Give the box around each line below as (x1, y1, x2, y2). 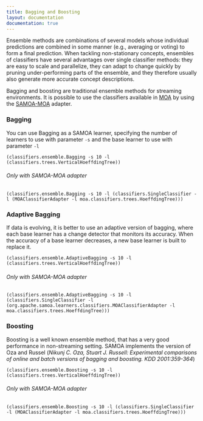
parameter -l (6, 142, 40, 149)
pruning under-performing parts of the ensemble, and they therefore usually (6, 69, 198, 77)
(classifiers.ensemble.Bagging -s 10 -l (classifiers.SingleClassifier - (6, 191, 198, 197)
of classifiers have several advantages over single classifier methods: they (6, 56, 193, 64)
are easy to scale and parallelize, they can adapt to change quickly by (6, 63, 181, 70)
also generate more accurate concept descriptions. (6, 75, 135, 83)
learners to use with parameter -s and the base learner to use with (6, 135, 173, 143)
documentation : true (6, 20, 59, 26)
